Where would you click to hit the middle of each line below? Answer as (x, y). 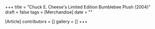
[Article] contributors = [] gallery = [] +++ (46, 22)
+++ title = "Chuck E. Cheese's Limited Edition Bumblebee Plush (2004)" (78, 7)
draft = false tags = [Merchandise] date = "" (49, 12)
